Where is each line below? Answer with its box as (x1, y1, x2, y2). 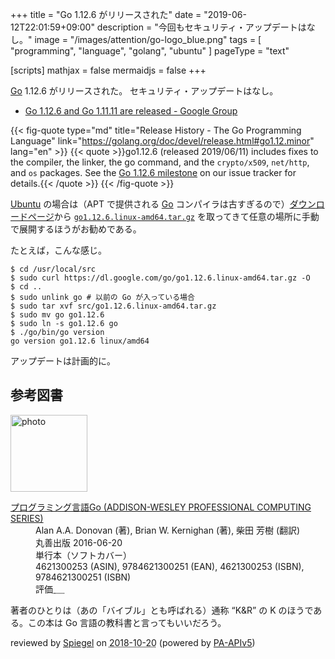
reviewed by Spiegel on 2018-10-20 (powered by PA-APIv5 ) (10, 636, 256, 648)
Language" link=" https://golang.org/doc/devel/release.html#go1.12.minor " (10, 135, 315, 147)
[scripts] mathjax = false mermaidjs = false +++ (10, 64, 207, 76)
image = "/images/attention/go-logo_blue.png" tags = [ (34, 34, 262, 45)
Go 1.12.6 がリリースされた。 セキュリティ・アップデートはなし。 (10, 85, 279, 97)
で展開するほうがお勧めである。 (10, 223, 142, 235)
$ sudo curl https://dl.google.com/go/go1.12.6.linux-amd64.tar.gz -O (10, 273, 311, 283)
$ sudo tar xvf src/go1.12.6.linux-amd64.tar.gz (10, 301, 217, 311)
